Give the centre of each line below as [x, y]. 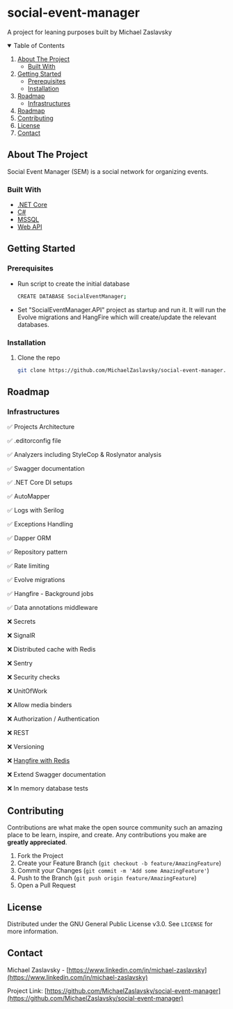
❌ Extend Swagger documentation [57, 775]
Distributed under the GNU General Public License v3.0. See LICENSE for [110, 924]
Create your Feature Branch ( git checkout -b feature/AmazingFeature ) [119, 863]
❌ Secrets [22, 622]
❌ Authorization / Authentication [53, 719]
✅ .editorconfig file [34, 441]
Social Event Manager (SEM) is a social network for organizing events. [108, 171]
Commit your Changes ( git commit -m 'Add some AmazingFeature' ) [113, 871]
